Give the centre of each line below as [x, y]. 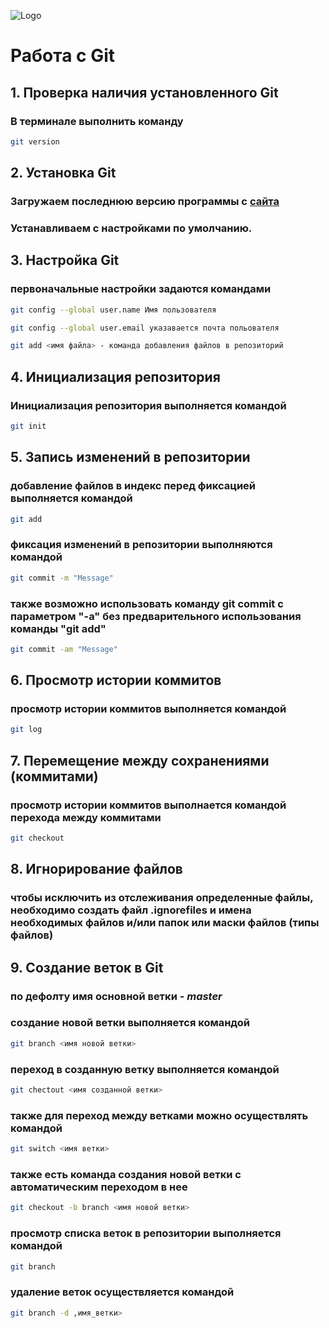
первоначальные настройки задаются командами [141, 289]
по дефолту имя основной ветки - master [116, 996]
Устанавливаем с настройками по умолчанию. [131, 228]
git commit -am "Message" [64, 649]
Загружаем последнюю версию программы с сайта [145, 202]
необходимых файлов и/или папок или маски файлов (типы [165, 923]
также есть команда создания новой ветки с [126, 1174]
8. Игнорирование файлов [96, 869]
